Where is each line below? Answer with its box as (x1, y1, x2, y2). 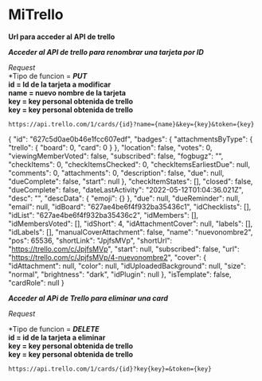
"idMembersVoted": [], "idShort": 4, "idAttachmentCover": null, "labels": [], (8, 219, 253, 228)
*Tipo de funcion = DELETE (8, 324, 100, 333)
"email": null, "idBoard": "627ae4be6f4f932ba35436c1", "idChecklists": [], (8, 201, 252, 212)
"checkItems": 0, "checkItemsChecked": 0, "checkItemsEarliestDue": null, (8, 159, 251, 169)
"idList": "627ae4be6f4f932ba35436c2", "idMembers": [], (8, 210, 199, 220)
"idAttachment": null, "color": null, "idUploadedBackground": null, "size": (8, 261, 247, 270)
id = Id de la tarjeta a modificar (8, 80, 111, 89)
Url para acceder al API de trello (8, 32, 115, 41)
